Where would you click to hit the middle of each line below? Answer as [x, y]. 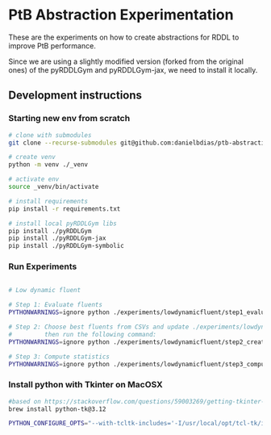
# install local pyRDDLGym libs [63, 224]
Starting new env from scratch [69, 119]
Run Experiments [43, 266]
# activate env [34, 179]
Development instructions [75, 96]
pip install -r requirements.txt [65, 209]
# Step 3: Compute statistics [59, 357]
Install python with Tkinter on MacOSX [85, 385]
